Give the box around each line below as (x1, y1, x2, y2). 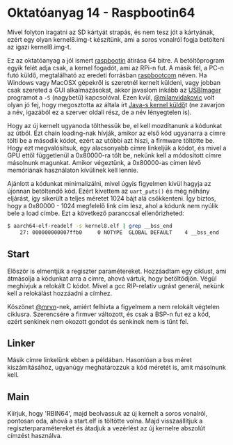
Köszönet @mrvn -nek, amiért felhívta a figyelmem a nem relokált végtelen (7, 302, 220, 311)
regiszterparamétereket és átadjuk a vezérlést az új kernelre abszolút (7, 424, 206, 432)
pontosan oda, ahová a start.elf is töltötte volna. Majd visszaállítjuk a (7, 416, 203, 426)
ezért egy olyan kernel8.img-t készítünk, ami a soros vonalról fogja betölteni (7, 35, 225, 43)
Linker (7, 337, 35, 349)
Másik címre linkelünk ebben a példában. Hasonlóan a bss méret (7, 356, 193, 364)
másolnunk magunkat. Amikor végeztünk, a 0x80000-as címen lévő (7, 158, 202, 166)
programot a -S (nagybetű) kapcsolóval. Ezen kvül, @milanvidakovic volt (7, 93, 215, 102)
